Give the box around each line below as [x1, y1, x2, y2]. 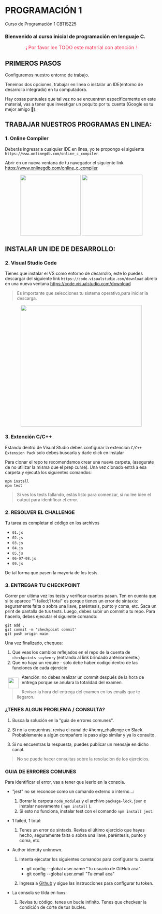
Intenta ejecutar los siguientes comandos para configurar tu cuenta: [19, 856, 155, 862]
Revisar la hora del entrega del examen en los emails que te [21, 689, 140, 695]
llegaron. [16, 694, 35, 700]
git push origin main [5, 632, 49, 636]
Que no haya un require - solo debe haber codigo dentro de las [12, 660, 138, 666]
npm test [5, 483, 23, 488]
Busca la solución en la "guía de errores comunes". [12, 717, 114, 723]
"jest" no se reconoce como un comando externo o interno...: [12, 788, 134, 794]
